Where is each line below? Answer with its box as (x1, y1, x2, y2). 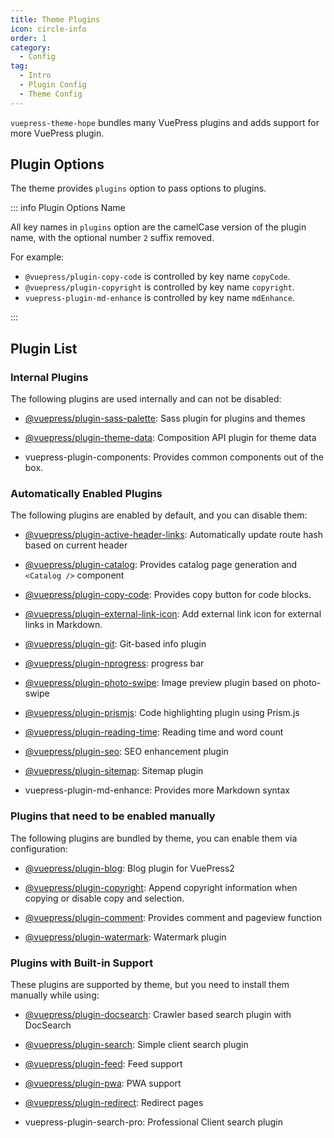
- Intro (19, 71, 52, 81)
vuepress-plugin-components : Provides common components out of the (24, 451, 324, 463)
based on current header (24, 539, 128, 551)
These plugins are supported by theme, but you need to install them (10, 979, 290, 991)
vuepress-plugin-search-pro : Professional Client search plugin (24, 1116, 283, 1128)
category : (10, 42, 52, 53)
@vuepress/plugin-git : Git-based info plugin (24, 638, 207, 650)
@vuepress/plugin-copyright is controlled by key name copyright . (24, 281, 295, 293)
